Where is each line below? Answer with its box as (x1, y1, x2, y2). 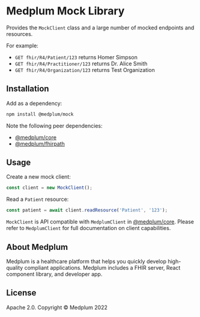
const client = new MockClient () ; (6, 185, 93, 191)
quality (6, 264, 23, 271)
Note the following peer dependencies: (6, 122, 103, 129)
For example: (6, 42, 39, 49)
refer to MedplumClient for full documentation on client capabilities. (6, 225, 171, 232)
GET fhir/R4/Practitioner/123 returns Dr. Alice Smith (14, 60, 148, 67)
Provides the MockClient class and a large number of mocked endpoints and (6, 24, 195, 31)
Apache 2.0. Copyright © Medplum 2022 (6, 304, 108, 311)
